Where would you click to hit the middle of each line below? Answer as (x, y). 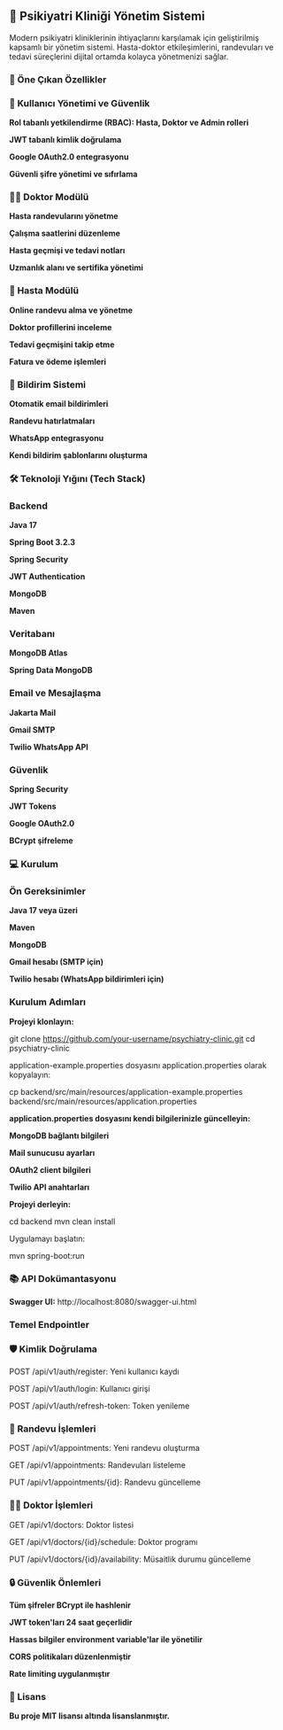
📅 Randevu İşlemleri (53, 1429)
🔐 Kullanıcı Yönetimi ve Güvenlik (80, 103)
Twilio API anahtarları (50, 1187)
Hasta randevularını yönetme (64, 216)
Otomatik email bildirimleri (59, 403)
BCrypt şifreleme (41, 841)
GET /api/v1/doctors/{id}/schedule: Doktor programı (103, 1541)
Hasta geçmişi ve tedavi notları (67, 251)
